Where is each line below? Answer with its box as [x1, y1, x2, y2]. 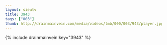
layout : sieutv [5, 7, 37, 12]
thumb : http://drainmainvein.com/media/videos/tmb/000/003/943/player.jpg [5, 21, 164, 26]
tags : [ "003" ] [5, 16, 35, 21]
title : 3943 [5, 12, 30, 17]
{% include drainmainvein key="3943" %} [5, 35, 91, 41]
